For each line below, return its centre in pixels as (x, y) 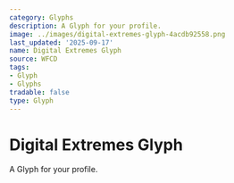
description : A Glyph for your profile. (86, 26)
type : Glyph (31, 100)
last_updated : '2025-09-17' (62, 42)
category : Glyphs (42, 17)
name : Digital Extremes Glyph (66, 51)
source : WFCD (33, 59)
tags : (19, 68)
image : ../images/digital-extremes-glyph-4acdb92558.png (117, 34)
